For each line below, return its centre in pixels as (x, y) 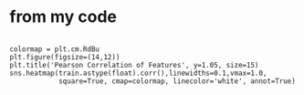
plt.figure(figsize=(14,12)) (65, 57)
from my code (63, 17)
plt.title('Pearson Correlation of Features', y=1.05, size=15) (134, 65)
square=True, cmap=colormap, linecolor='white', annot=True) (177, 81)
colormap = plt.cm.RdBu (55, 49)
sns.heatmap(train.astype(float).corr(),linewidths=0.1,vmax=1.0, (138, 73)
